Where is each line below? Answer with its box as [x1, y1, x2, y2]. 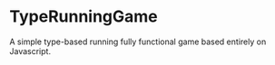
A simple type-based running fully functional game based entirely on [9, 36, 267, 47]
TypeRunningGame [9, 6, 159, 27]
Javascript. [9, 45, 52, 56]
